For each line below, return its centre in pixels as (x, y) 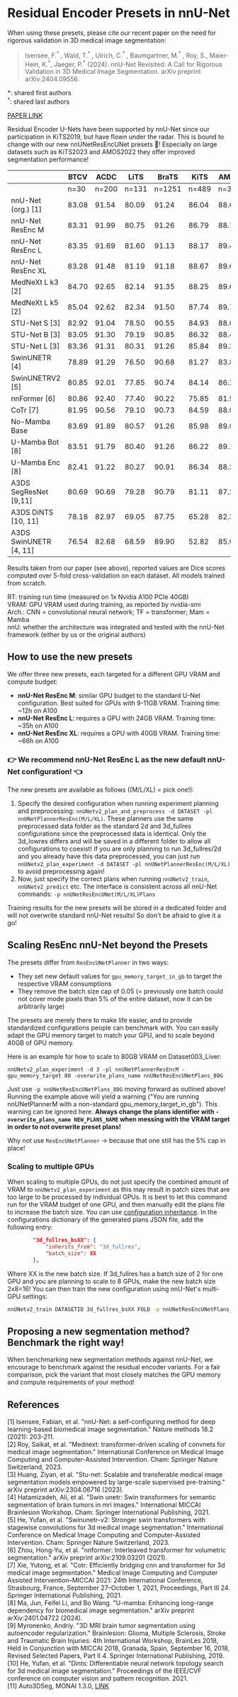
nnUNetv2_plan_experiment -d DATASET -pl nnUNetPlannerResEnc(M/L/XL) (124, 865)
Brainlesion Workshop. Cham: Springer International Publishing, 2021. (109, 1512)
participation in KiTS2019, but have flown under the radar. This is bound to (116, 136)
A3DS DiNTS (32, 512)
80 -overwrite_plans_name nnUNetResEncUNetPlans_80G (143, 1076)
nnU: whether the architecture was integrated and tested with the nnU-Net (116, 627)
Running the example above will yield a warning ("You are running (103, 1097)
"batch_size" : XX (71, 1253)
